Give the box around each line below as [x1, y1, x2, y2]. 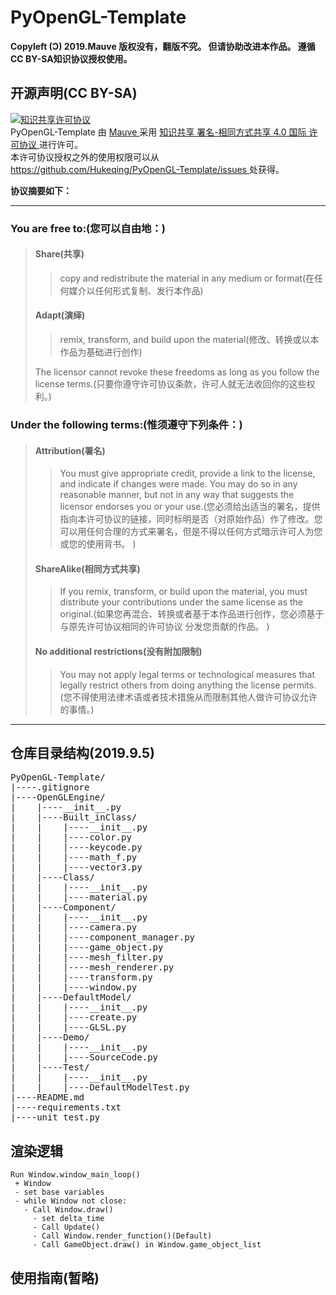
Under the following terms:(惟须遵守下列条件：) [10, 418, 243, 431]
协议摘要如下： [10, 184, 72, 196]
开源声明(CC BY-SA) [10, 85, 138, 102]
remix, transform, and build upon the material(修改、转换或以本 [59, 334, 320, 346]
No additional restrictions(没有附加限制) [34, 646, 203, 657]
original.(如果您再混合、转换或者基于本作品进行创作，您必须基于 [59, 608, 325, 620]
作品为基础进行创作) [59, 346, 143, 358]
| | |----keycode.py [10, 842, 143, 853]
